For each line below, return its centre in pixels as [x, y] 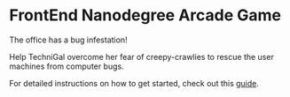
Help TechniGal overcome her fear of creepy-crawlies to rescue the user [142, 56]
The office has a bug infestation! [68, 40]
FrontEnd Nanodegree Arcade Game [145, 15]
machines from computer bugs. [67, 66]
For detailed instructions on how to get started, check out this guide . [134, 83]
